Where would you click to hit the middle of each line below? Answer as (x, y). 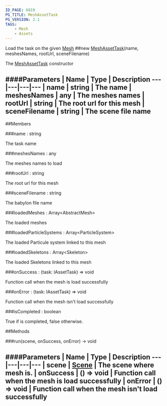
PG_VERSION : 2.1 (22, 19)
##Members (18, 123)
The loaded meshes (26, 222)
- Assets (24, 34)
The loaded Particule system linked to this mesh (55, 242)
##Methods (17, 331)
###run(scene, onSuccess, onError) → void (51, 341)
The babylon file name (29, 202)
